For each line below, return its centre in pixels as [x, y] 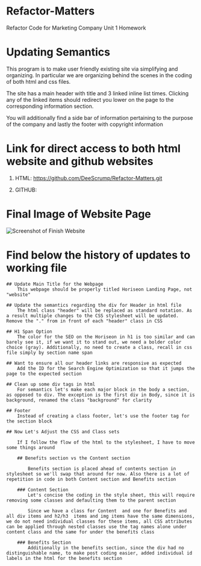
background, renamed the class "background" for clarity [79, 400]
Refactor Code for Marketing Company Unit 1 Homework [76, 28]
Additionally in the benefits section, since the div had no [106, 548]
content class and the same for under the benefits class [80, 532]
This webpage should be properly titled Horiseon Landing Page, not [105, 289]
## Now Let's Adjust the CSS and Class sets [63, 432]
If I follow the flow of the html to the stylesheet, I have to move [106, 442]
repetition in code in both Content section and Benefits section [91, 479]
